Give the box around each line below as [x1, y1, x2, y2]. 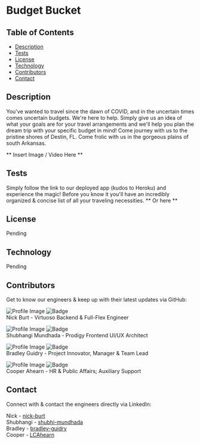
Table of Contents [6, 27, 75, 38]
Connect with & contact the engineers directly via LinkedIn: [6, 400, 152, 408]
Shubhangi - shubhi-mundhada [6, 418, 84, 426]
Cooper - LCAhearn [6, 431, 55, 438]
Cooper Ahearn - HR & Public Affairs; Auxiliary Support [6, 368, 141, 375]
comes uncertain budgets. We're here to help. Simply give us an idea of [6, 114, 182, 121]
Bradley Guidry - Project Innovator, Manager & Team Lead [6, 350, 149, 357]
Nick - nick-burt [6, 412, 46, 419]
